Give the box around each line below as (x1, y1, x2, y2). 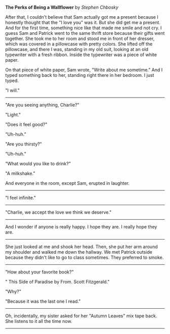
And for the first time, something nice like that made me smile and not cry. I (5, 25, 162, 31)
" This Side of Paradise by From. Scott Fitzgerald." (5, 279, 110, 284)
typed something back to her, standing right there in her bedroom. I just (5, 72, 154, 78)
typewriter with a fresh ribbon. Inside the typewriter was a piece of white (5, 52, 157, 58)
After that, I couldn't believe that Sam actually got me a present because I (5, 14, 158, 20)
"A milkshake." (5, 170, 35, 176)
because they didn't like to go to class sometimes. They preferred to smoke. (5, 255, 164, 260)
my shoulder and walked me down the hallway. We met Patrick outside (5, 249, 153, 255)
